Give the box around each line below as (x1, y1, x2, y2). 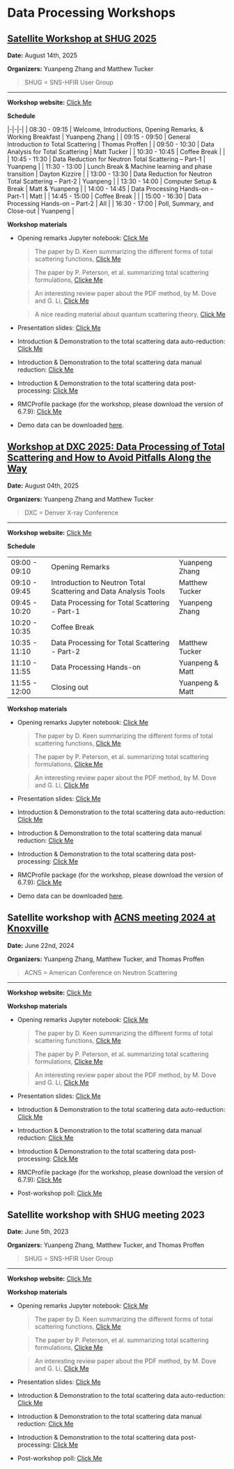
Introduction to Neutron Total (51, 578, 146, 587)
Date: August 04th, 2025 (7, 481, 79, 490)
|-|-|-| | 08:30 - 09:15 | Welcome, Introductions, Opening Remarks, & (7, 126, 204, 133)
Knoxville (7, 923, 49, 935)
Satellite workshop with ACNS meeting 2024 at (7, 912, 216, 924)
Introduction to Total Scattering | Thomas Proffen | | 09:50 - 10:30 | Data (7, 140, 214, 148)
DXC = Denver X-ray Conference (24, 508, 118, 517)
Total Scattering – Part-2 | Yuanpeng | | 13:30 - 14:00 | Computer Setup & (7, 177, 217, 186)
